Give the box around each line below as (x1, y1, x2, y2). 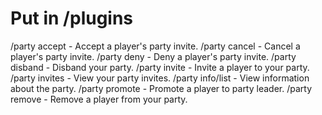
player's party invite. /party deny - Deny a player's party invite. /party (10, 50, 297, 62)
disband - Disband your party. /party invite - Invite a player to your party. (10, 61, 310, 73)
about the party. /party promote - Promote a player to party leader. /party (10, 82, 313, 94)
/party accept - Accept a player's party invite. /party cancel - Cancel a (10, 40, 301, 52)
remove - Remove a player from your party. (10, 93, 188, 105)
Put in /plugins (10, 7, 134, 30)
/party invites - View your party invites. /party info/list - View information (10, 72, 310, 84)
